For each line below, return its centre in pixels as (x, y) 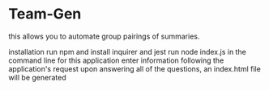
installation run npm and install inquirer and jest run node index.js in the (128, 51)
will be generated (37, 77)
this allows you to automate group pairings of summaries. (104, 36)
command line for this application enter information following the (116, 60)
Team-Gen (45, 14)
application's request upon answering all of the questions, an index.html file (134, 68)
